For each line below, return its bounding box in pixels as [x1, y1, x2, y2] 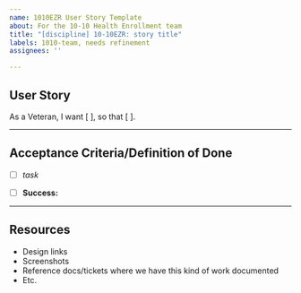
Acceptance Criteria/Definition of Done [9, 145, 233, 161]
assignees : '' [9, 47, 63, 56]
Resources [9, 222, 71, 237]
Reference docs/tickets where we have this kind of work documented [21, 265, 279, 276]
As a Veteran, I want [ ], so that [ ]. [9, 111, 136, 122]
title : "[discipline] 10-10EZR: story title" [9, 30, 182, 39]
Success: [21, 187, 58, 198]
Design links [21, 246, 68, 256]
